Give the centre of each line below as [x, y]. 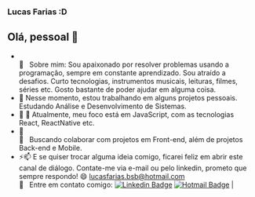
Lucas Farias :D [37, 12]
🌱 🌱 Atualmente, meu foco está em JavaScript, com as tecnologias [126, 114]
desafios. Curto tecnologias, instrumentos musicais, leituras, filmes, [128, 81]
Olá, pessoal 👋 [43, 37]
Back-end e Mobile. [50, 148]
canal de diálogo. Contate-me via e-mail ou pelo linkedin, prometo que [133, 168]
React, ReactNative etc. [56, 122]
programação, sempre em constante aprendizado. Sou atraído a [122, 72]
